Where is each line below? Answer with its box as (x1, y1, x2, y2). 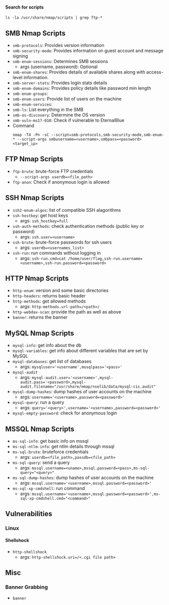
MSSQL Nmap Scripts (5, 425, 75, 433)
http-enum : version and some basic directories (12, 287, 109, 293)
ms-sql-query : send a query (12, 459, 70, 466)
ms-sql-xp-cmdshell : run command (12, 486, 85, 492)
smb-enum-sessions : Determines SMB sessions (12, 58, 108, 65)
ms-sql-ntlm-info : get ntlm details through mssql (12, 444, 115, 450)
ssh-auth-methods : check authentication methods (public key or (12, 223, 144, 229)
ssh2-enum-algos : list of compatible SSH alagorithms (12, 207, 121, 213)
